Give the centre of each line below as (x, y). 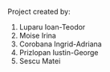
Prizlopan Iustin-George (59, 52)
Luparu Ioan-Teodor (52, 27)
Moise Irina (38, 36)
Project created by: (39, 12)
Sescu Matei (40, 61)
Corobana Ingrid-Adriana (60, 44)
